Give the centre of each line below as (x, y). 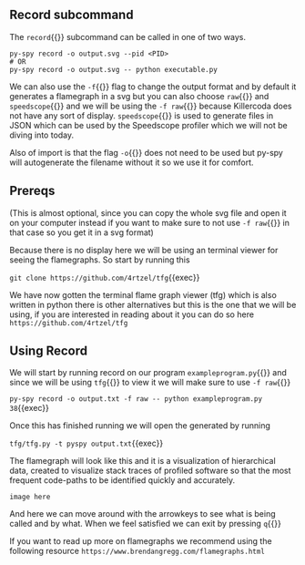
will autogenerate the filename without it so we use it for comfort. (132, 162)
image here (30, 497)
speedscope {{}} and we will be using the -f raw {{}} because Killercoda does (151, 106)
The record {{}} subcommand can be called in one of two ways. (127, 36)
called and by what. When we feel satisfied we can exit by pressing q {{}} (146, 524)
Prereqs (32, 191)
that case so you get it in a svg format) (82, 232)
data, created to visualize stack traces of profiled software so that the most (150, 471)
